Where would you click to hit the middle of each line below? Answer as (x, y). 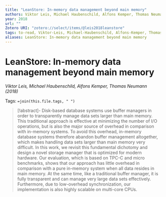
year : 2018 (16, 19)
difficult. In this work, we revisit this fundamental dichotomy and (82, 147)
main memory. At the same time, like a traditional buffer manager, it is (88, 173)
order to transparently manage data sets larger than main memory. (85, 116)
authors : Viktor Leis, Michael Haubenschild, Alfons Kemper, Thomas (77, 14)
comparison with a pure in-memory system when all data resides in (86, 168)
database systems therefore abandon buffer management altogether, (87, 137)
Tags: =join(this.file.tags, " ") (40, 101)
